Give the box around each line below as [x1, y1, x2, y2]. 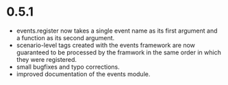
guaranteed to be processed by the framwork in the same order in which [16, 48, 222, 56]
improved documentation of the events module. [16, 69, 151, 78]
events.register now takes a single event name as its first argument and [16, 27, 218, 35]
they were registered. [16, 55, 77, 63]
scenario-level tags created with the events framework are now [16, 41, 196, 49]
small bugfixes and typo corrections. [16, 63, 121, 71]
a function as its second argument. [16, 33, 115, 41]
